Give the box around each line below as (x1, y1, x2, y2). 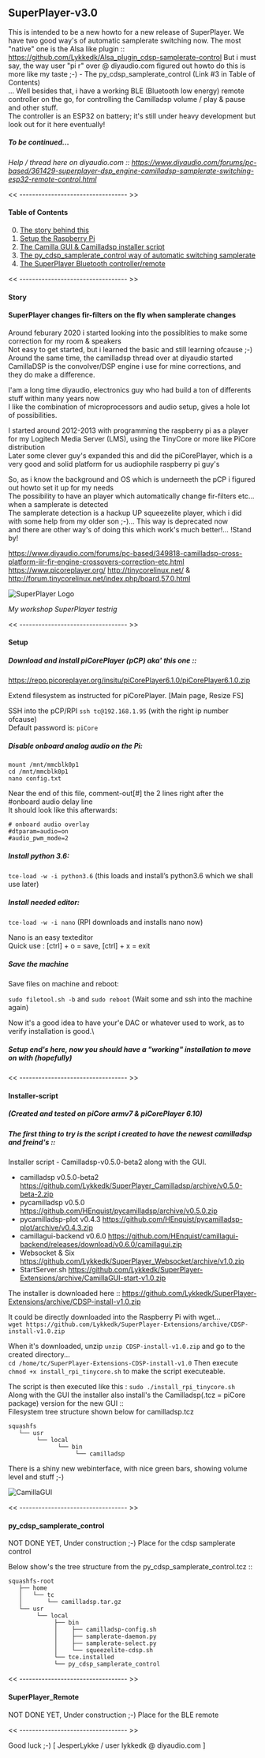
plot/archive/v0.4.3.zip (19, 1223, 93, 1233)
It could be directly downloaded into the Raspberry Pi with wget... (8, 1313, 221, 1322)
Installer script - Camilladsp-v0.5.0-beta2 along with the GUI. (8, 1157, 207, 1167)
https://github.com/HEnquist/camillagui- (107, 1231, 239, 1241)
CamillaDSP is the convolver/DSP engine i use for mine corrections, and (8, 361, 241, 370)
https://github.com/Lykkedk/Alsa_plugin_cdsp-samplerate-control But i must (8, 52, 256, 62)
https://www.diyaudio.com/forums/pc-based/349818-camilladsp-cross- (8, 548, 243, 558)
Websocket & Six (19, 1248, 75, 1258)
